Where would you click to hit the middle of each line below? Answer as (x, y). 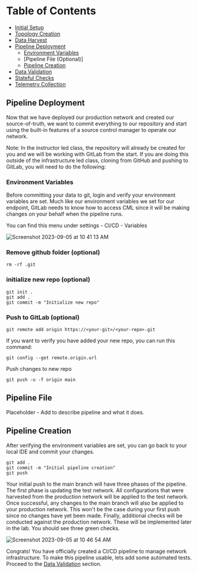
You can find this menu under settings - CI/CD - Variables (77, 226)
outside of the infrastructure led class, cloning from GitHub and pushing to (97, 160)
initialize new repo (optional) (48, 279)
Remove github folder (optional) (53, 252)
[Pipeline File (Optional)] (53, 59)
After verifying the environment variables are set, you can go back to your (97, 445)
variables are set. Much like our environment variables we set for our (90, 202)
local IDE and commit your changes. (50, 451)
